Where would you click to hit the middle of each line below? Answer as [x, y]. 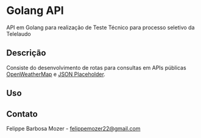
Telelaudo [19, 33]
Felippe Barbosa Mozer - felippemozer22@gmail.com [73, 128]
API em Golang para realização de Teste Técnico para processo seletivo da [100, 27]
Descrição [26, 53]
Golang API [35, 11]
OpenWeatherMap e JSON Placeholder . [56, 74]
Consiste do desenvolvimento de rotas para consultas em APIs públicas [97, 67]
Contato [22, 114]
